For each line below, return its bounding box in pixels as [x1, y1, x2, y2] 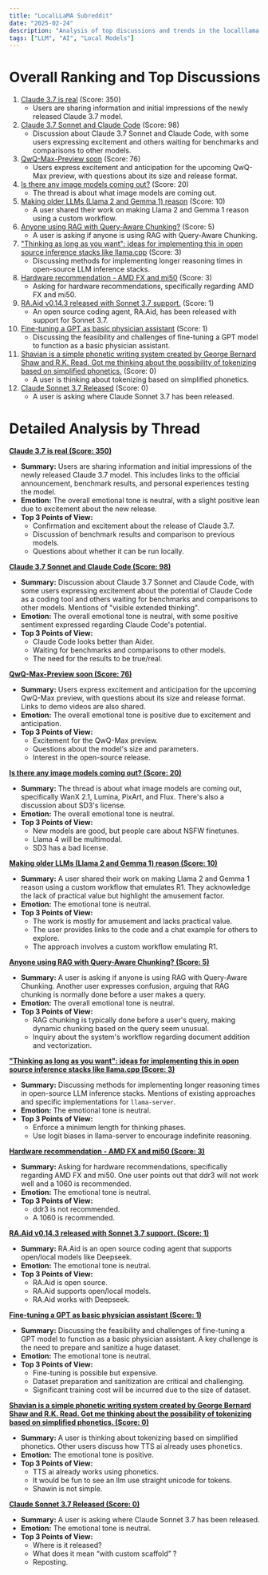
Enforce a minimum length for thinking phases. [32, 1123, 187, 1133]
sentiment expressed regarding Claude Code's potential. [20, 620, 207, 629]
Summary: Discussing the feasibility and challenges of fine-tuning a [20, 1326, 246, 1335]
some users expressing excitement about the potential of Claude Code [20, 586, 253, 596]
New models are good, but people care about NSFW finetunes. [32, 826, 240, 835]
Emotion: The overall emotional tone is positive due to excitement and [20, 710, 251, 720]
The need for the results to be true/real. [32, 654, 163, 664]
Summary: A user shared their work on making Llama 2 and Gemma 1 [20, 874, 250, 883]
